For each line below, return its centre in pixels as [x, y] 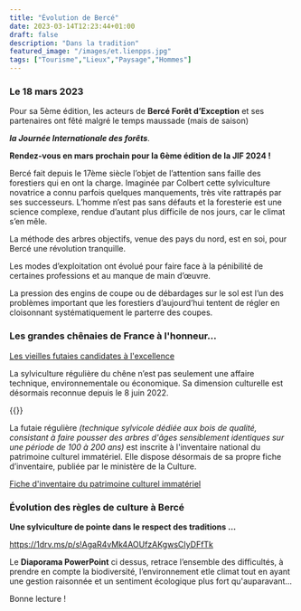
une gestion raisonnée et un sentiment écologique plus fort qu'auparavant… [150, 581]
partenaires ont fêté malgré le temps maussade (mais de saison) [129, 121]
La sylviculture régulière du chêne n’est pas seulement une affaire [132, 373]
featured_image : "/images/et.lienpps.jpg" [90, 52]
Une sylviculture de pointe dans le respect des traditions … [123, 527]
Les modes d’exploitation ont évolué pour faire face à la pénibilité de [136, 266]
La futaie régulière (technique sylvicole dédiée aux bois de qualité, [133, 427]
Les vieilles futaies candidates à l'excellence [92, 356]
